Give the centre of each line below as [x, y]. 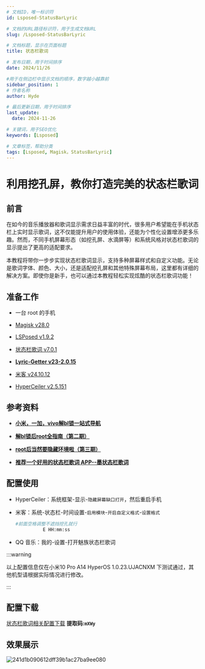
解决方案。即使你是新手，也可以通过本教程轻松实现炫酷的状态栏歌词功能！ [100, 275]
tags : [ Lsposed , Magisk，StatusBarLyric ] [59, 152]
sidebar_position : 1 [33, 84]
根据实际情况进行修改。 [57, 574]
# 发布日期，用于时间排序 [34, 62]
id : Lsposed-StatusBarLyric [42, 18]
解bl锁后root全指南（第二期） [52, 436]
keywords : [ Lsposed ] [33, 135]
